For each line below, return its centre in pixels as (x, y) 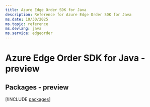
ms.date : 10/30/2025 (27, 19)
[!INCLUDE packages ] (28, 99)
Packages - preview (37, 87)
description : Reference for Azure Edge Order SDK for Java (68, 15)
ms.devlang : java (23, 29)
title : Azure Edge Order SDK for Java (46, 10)
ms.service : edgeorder (29, 33)
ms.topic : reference (27, 24)
